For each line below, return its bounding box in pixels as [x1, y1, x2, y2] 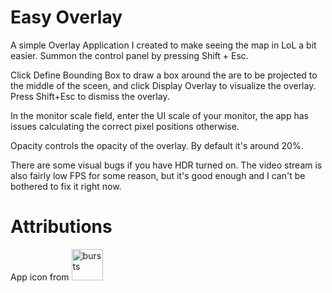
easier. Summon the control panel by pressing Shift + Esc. [10, 49, 249, 61]
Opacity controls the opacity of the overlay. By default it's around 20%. [10, 139, 304, 151]
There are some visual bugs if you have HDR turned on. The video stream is [10, 159, 323, 171]
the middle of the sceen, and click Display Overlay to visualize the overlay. [10, 79, 317, 91]
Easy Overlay [10, 6, 123, 29]
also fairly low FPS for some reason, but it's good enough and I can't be [10, 169, 306, 181]
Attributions [10, 216, 113, 238]
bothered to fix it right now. [10, 180, 122, 192]
